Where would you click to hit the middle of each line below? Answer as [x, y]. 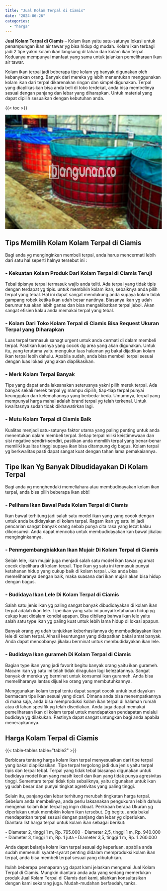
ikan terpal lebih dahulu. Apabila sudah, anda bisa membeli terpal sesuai [79, 356]
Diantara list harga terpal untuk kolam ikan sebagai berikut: [65, 822]
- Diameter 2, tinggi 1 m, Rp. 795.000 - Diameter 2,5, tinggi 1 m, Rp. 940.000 [83, 832]
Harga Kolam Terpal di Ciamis [52, 738]
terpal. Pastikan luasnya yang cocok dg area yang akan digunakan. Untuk [80, 345]
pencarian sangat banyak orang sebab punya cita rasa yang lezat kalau [78, 526]
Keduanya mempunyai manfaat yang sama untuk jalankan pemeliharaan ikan [83, 57]
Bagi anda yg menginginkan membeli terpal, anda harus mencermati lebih [81, 255]
